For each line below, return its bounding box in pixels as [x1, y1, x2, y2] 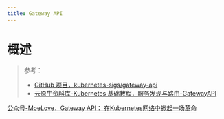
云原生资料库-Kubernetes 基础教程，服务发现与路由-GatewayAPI [34, 89, 217, 97]
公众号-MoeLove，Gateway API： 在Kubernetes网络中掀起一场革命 [7, 104, 197, 112]
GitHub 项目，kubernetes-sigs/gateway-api [34, 80, 158, 89]
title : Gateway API [7, 10, 63, 17]
